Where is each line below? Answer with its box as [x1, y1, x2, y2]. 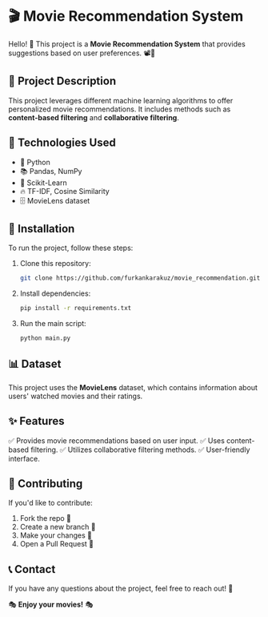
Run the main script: [19, 319, 86, 329]
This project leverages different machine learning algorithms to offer [8, 95, 234, 105]
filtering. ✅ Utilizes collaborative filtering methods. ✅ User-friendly [30, 445, 250, 454]
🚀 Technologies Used [8, 136, 116, 150]
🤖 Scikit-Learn [19, 178, 67, 188]
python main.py [19, 334, 71, 342]
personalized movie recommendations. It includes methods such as [8, 104, 231, 114]
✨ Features [8, 414, 65, 428]
